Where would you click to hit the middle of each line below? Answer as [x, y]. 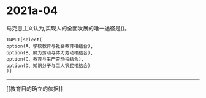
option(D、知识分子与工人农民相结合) [48, 65]
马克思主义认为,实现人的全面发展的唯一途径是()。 [68, 28]
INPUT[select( [25, 40]
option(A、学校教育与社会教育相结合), [50, 46]
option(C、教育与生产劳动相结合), [45, 59]
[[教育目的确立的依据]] [35, 88]
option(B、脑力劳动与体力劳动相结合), [50, 52]
